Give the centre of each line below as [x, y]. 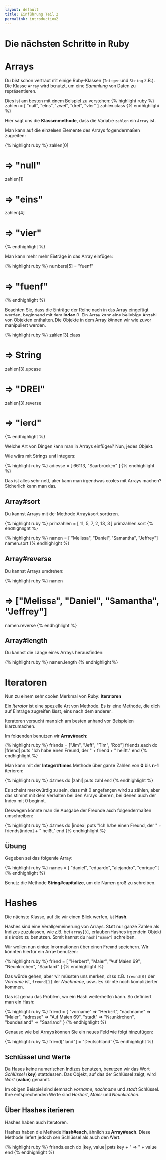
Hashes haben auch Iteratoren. [37, 1122]
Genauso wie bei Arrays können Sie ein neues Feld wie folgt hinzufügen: [79, 1032]
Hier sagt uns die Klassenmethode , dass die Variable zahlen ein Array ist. [81, 120]
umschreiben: [19, 816]
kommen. [15, 987]
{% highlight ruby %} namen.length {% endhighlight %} [62, 662]
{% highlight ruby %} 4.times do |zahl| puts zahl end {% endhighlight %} [79, 781]
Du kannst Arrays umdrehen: [34, 571]
